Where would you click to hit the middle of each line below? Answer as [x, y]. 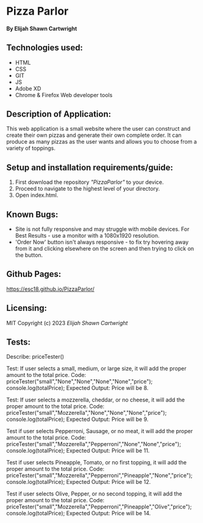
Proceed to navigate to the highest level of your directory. [87, 189]
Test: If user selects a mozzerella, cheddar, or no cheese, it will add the [95, 400]
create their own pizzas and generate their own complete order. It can [94, 135]
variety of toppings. [31, 148]
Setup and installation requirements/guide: [90, 167]
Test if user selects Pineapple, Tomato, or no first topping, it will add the [97, 463]
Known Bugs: [32, 214]
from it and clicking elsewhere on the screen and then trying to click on [105, 249]
